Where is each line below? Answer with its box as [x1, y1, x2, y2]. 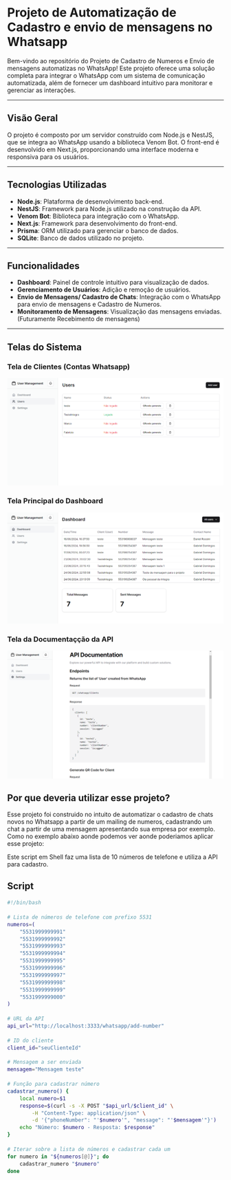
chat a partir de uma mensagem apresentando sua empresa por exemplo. [7, 825, 215, 833]
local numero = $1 [19, 1095, 67, 1102]
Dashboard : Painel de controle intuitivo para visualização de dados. [16, 278, 210, 287]
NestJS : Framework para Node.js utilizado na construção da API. [16, 204, 201, 212]
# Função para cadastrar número [7, 1081, 100, 1088]
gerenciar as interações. [7, 86, 76, 94]
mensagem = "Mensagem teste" [7, 1066, 85, 1073]
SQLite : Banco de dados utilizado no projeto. [16, 234, 144, 242]
